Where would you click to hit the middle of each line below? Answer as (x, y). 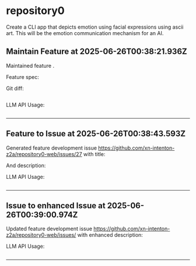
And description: (26, 165)
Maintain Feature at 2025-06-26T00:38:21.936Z (97, 52)
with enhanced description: (110, 235)
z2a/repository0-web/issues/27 (44, 154)
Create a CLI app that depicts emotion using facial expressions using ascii (95, 27)
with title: (94, 154)
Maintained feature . (30, 65)
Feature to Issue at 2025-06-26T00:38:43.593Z (96, 134)
